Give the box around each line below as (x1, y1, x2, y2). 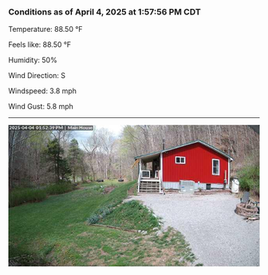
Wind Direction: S (8, 71, 66, 81)
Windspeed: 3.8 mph (8, 86, 77, 96)
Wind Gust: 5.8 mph (8, 102, 73, 112)
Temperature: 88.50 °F (8, 25, 83, 34)
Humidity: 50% (8, 55, 57, 65)
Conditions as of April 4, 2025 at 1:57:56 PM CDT (8, 6, 201, 18)
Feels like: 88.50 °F (8, 40, 72, 49)
